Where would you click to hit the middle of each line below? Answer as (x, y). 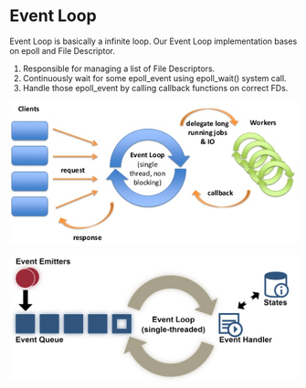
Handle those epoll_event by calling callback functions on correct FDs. (155, 88)
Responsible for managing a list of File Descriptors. (119, 68)
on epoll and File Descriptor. (63, 50)
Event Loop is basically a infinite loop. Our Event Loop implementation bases (153, 41)
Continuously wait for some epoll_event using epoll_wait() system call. (154, 78)
